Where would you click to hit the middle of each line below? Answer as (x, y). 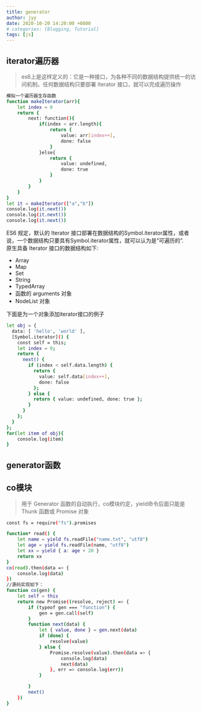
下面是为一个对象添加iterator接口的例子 (55, 314)
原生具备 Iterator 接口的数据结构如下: (52, 248)
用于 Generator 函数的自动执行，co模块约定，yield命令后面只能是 (103, 504)
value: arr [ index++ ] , (88, 136)
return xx (30, 556)
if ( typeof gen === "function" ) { (72, 607)
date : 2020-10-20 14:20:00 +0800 (49, 23)
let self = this (38, 596)
